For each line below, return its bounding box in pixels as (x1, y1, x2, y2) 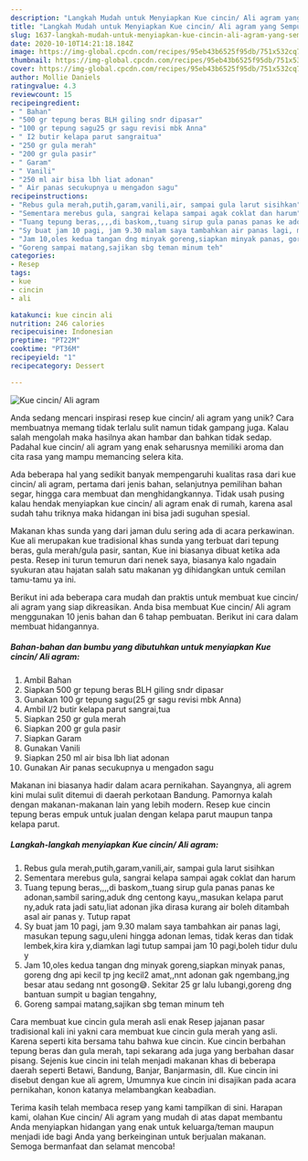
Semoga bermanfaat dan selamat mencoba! (10, 1140, 175, 1152)
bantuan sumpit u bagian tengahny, (23, 988, 157, 999)
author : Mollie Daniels (10, 73, 101, 82)
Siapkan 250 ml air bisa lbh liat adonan (23, 751, 170, 763)
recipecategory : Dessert (10, 361, 105, 370)
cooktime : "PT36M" (10, 345, 80, 354)
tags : (10, 269, 31, 278)
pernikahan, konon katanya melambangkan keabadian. (10, 1084, 217, 1095)
